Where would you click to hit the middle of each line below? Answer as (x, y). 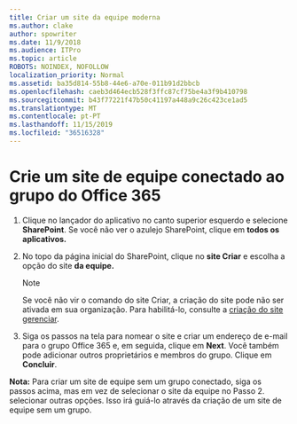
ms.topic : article (43, 59)
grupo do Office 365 (85, 196)
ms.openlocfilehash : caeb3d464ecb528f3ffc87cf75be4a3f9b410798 (129, 91)
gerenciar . (40, 318)
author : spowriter (43, 34)
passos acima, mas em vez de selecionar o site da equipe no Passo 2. (137, 390)
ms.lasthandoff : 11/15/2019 (61, 125)
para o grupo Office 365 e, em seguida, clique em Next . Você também (150, 345)
